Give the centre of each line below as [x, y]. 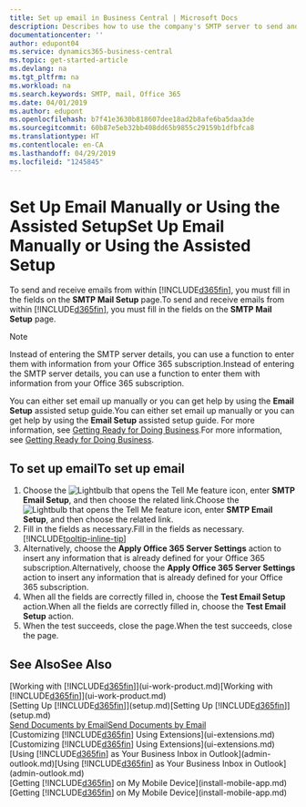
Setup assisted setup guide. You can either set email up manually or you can [152, 411]
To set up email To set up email [97, 469]
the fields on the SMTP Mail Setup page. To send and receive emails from [147, 300]
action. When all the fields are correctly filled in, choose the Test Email [154, 607]
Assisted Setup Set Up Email [117, 226]
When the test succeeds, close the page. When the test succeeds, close [158, 626]
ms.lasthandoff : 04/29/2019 [63, 153]
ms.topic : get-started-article [69, 60]
